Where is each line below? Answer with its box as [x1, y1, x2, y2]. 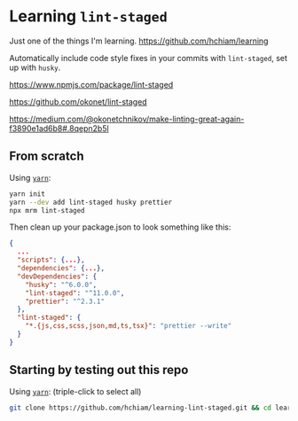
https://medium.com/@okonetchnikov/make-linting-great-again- [9, 113, 245, 124]
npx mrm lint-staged [9, 206, 86, 214]
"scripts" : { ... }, [17, 255, 86, 265]
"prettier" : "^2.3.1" [25, 297, 105, 306]
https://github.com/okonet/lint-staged [9, 96, 148, 107]
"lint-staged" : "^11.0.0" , [25, 288, 125, 298]
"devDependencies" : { [17, 272, 98, 281]
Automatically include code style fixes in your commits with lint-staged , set [9, 52, 288, 63]
